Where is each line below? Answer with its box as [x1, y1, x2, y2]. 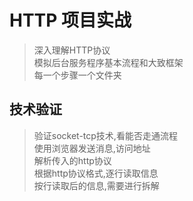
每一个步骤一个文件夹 [33, 69, 122, 81]
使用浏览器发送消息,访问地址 [33, 142, 151, 154]
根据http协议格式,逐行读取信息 [33, 167, 159, 179]
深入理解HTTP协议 [33, 44, 111, 56]
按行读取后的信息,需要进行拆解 [33, 179, 160, 191]
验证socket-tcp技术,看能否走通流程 [33, 129, 178, 141]
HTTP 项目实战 [9, 9, 132, 32]
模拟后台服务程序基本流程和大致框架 [33, 56, 184, 68]
